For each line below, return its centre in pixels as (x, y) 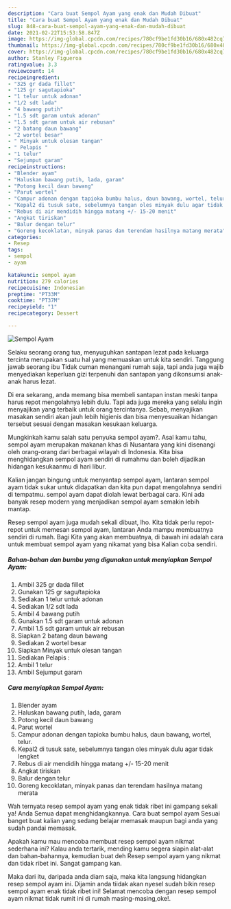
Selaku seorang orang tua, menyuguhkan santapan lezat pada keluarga (108, 352)
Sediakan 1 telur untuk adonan (60, 599)
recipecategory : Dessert (43, 313)
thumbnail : (23, 45)
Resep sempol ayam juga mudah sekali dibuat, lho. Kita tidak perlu (101, 522)
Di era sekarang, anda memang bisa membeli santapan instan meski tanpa (113, 394)
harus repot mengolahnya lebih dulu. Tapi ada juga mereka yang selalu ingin (115, 402)
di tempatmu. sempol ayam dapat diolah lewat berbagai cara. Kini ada (106, 494)
